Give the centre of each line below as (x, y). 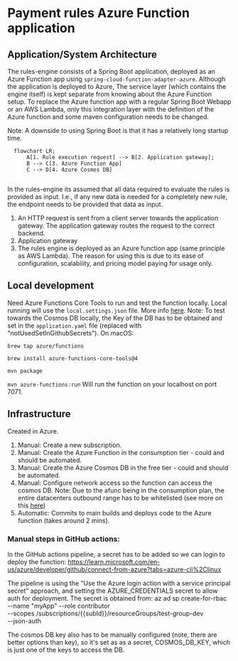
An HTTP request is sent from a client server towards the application (118, 218)
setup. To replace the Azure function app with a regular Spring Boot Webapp (119, 102)
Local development (51, 286)
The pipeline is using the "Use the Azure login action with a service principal (119, 583)
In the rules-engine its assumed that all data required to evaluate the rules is (119, 189)
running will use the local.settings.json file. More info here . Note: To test (116, 310)
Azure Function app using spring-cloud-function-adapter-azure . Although (117, 79)
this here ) (32, 505)
